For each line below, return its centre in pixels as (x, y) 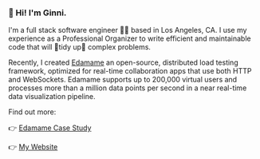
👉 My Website (33, 147)
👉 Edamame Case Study (50, 128)
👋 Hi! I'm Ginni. (37, 13)
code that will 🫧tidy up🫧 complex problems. (80, 47)
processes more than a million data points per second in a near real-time (128, 88)
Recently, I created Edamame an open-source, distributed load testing (123, 62)
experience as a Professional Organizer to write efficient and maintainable (130, 38)
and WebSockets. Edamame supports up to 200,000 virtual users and (123, 80)
